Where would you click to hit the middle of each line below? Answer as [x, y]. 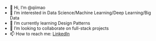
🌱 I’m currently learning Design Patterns [50, 23]
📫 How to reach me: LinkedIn [40, 34]
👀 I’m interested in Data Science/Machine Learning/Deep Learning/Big [80, 13]
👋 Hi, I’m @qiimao [27, 8]
